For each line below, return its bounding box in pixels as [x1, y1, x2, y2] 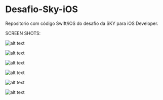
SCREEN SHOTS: [5, 30, 41, 36]
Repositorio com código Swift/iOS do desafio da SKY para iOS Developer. [5, 20, 158, 26]
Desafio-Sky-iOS [5, 4, 78, 15]
